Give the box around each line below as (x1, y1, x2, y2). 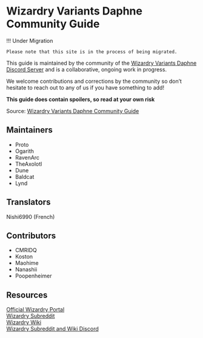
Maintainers (6, 125, 53, 135)
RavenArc (15, 154, 40, 161)
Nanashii (15, 266, 38, 273)
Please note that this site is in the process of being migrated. (6, 48, 178, 55)
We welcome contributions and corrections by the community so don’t (6, 77, 182, 85)
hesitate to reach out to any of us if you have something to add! (6, 83, 165, 91)
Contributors (6, 230, 56, 241)
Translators (6, 197, 51, 207)
